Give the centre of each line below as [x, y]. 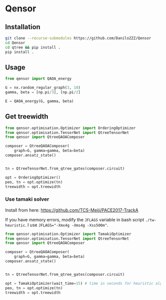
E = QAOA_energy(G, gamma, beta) [40, 101]
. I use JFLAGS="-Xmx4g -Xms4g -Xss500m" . [67, 225]
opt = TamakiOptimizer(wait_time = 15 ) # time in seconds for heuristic [79, 283]
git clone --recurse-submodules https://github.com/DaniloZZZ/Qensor [78, 38]
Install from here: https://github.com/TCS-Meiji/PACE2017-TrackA [72, 210]
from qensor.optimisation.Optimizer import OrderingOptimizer [70, 128]
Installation [23, 27]
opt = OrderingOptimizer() [33, 177]
